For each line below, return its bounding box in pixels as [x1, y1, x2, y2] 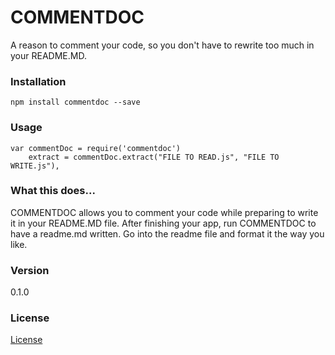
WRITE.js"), [10, 161, 60, 171]
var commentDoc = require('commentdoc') [10, 143, 182, 153]
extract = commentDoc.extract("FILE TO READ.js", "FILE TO [28, 152, 280, 162]
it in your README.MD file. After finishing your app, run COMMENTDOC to [10, 217, 317, 229]
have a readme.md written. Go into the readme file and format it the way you [10, 227, 325, 240]
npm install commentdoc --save [10, 97, 141, 108]
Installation [10, 74, 67, 88]
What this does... [10, 184, 96, 198]
